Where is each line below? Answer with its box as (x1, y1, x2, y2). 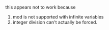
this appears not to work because (5, 4, 76, 10)
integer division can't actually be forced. (12, 19, 98, 25)
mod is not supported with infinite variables (12, 14, 104, 19)
